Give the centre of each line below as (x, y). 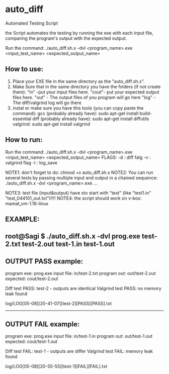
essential (22, 119)
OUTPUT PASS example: (44, 261)
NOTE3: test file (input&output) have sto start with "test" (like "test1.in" (78, 193)
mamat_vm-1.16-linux (27, 203)
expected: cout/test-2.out (32, 279)
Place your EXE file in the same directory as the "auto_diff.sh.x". (78, 81)
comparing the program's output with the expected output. (66, 38)
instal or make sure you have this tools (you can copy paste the (78, 108)
